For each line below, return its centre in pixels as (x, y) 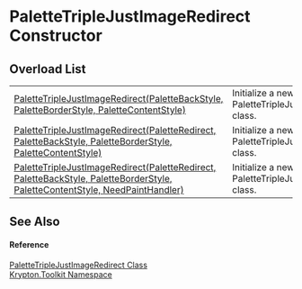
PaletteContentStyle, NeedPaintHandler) (99, 190)
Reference (29, 244)
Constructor (56, 36)
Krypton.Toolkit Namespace (61, 274)
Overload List (48, 69)
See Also (35, 222)
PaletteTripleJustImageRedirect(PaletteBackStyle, (119, 99)
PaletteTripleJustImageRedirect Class (79, 265)
